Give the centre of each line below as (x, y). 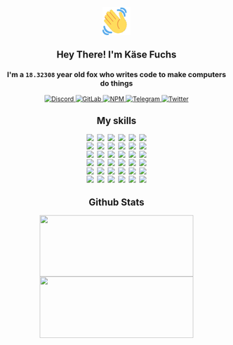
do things (116, 83)
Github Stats (116, 202)
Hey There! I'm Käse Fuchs (116, 55)
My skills (116, 121)
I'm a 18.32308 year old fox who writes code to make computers (116, 75)
